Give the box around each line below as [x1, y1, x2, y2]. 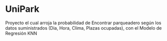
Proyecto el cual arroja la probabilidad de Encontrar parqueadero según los [5, 20, 161, 26]
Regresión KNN [5, 30, 37, 36]
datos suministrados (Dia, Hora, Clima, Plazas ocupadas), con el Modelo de [5, 25, 162, 31]
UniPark [5, 3, 39, 15]
